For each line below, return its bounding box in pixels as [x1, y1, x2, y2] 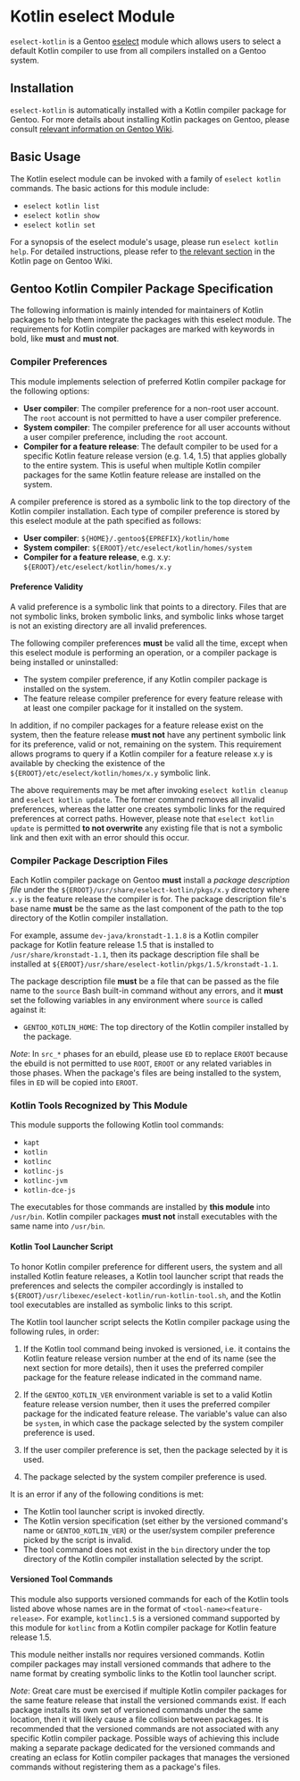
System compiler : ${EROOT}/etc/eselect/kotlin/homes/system [22, 542, 253, 553]
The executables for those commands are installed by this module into [10, 1202, 271, 1212]
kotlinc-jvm [22, 1177, 68, 1186]
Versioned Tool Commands [10, 1574, 113, 1584]
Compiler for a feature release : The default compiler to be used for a [22, 441, 279, 452]
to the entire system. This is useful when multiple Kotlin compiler [22, 460, 262, 470]
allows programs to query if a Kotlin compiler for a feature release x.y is [10, 748, 273, 759]
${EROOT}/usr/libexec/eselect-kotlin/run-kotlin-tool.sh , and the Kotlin [10, 1289, 282, 1300]
